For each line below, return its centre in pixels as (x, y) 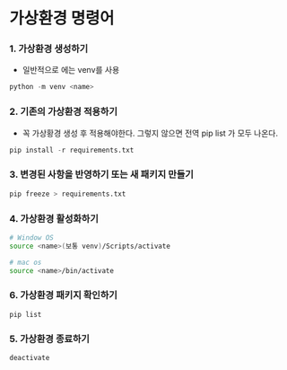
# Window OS (31, 238)
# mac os (26, 262)
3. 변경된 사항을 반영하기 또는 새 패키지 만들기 (102, 174)
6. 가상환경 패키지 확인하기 (64, 295)
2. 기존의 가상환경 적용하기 (64, 111)
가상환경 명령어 (62, 18)
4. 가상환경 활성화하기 (54, 218)
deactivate (30, 358)
